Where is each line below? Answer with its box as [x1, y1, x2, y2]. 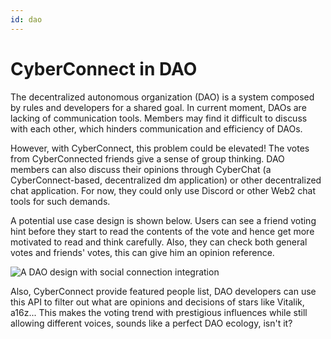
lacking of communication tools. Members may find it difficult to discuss [10, 112, 308, 124]
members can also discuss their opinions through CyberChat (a [10, 163, 272, 175]
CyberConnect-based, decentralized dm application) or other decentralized [10, 174, 322, 186]
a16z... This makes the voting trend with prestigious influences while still [10, 306, 308, 318]
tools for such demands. [10, 195, 111, 207]
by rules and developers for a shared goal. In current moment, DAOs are [10, 101, 307, 113]
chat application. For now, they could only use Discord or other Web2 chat [10, 184, 317, 196]
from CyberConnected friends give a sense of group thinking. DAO [10, 152, 285, 165]
